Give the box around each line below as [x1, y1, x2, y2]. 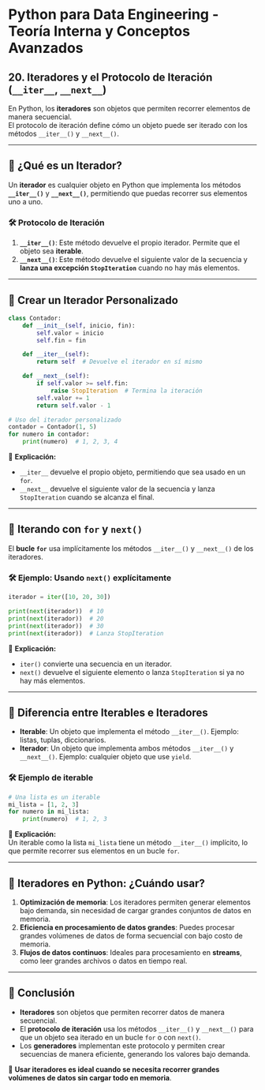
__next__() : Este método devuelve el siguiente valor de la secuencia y [19, 255, 248, 264]
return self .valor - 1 [36, 401, 111, 410]
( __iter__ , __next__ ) [8, 83, 107, 96]
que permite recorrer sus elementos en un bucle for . [8, 846, 180, 856]
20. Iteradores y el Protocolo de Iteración [8, 70, 213, 84]
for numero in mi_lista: [8, 807, 90, 816]
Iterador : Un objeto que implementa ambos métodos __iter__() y [19, 744, 234, 753]
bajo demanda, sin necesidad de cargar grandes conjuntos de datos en [19, 905, 252, 915]
